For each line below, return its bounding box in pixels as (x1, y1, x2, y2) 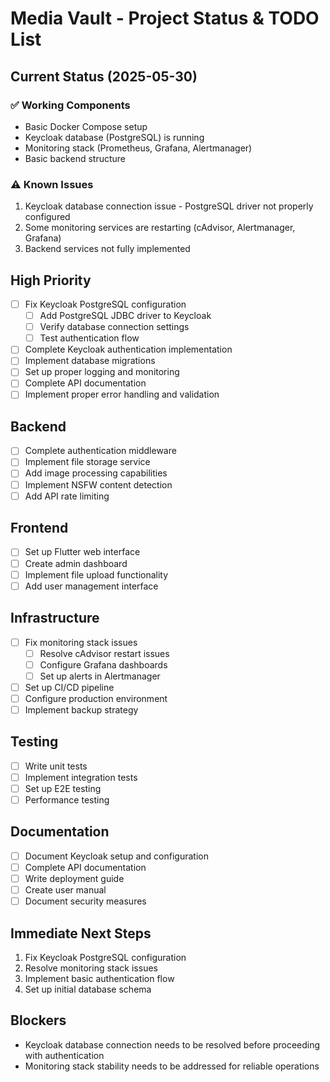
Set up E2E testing (24, 782, 102, 794)
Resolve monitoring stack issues (24, 962, 158, 974)
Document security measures (24, 895, 147, 907)
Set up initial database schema (24, 983, 152, 995)
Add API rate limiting (24, 490, 110, 502)
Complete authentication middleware (24, 445, 177, 457)
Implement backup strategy (24, 703, 139, 716)
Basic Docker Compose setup (24, 120, 148, 132)
